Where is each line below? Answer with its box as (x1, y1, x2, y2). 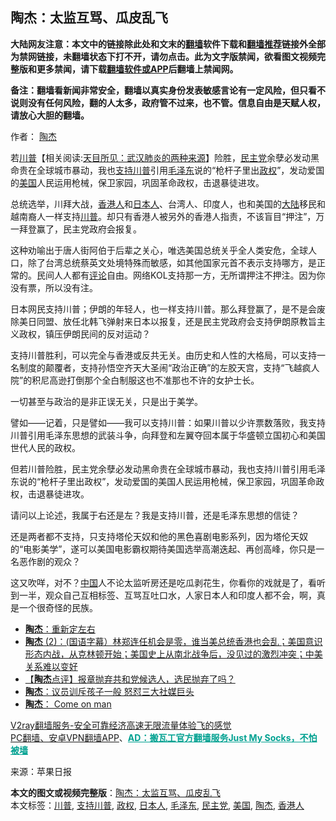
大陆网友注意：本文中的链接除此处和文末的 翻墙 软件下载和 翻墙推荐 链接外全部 (10, 38, 326, 50)
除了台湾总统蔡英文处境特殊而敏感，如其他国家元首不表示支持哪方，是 (27, 256, 317, 268)
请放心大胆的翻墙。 (10, 109, 90, 121)
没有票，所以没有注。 (10, 281, 98, 293)
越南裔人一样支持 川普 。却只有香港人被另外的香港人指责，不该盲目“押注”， (10, 210, 317, 222)
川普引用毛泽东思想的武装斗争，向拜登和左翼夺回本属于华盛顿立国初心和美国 (10, 429, 326, 441)
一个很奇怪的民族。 (18, 601, 98, 613)
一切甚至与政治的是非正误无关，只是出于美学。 (10, 395, 203, 407)
